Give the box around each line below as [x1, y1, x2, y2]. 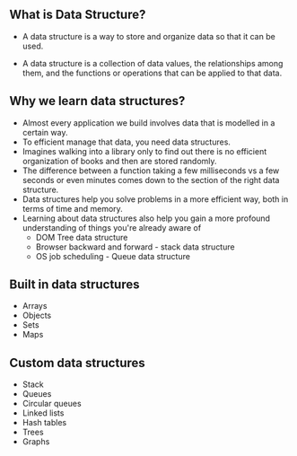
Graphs [22, 436, 50, 447]
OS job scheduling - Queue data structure [35, 250, 191, 261]
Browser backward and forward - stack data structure [35, 241, 235, 252]
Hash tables [22, 417, 67, 428]
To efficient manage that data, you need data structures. [22, 136, 231, 147]
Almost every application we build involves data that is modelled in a [22, 117, 275, 128]
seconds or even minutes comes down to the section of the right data [22, 174, 280, 185]
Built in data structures [9, 277, 140, 293]
